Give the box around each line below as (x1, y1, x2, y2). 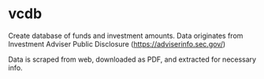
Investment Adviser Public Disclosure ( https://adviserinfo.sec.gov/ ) (8, 39, 226, 48)
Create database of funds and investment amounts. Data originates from (8, 31, 244, 40)
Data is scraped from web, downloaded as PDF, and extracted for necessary (8, 55, 257, 64)
